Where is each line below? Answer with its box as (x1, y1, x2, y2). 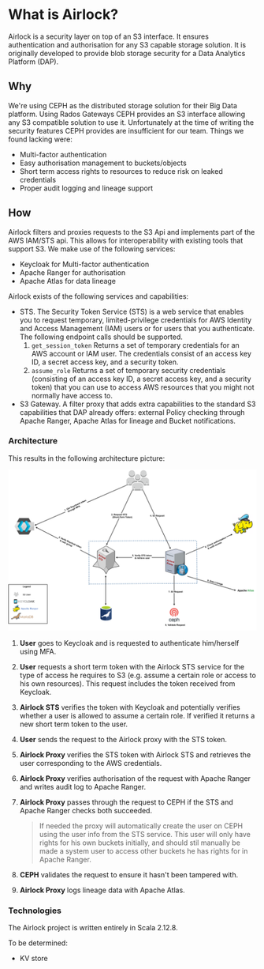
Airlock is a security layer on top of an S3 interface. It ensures (8, 32, 209, 41)
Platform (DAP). (8, 57, 59, 66)
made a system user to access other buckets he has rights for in (39, 846, 248, 855)
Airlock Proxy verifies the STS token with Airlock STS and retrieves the (19, 749, 251, 760)
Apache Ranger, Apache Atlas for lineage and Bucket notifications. (19, 416, 236, 425)
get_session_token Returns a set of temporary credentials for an (31, 340, 240, 349)
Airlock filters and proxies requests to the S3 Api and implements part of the (8, 227, 255, 236)
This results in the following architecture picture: (8, 453, 165, 463)
